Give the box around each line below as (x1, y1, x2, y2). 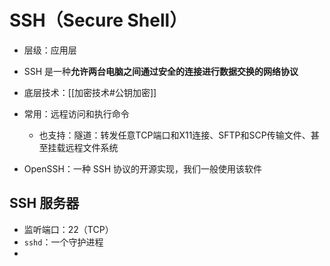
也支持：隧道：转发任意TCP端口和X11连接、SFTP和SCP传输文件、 (38, 129, 311, 141)
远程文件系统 (65, 141, 119, 153)
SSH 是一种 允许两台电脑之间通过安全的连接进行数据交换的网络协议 (23, 65, 299, 77)
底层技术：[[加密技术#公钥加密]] (23, 86, 157, 98)
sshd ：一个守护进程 (23, 236, 104, 248)
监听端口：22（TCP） (23, 223, 114, 235)
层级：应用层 (23, 44, 77, 56)
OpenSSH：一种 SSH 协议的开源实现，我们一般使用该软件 (23, 162, 263, 175)
